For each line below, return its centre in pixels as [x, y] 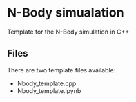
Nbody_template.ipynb [49, 90]
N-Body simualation [66, 13]
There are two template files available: [61, 70]
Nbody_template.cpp [47, 83]
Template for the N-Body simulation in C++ [68, 32]
